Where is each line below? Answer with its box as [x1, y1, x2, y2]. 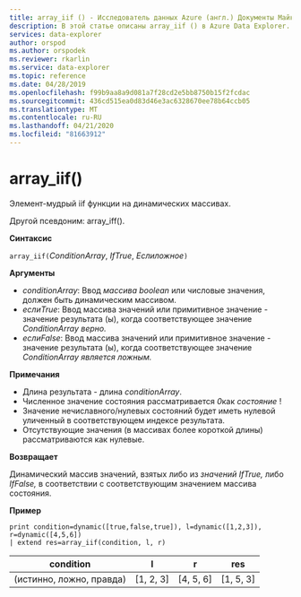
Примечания [9, 368, 60, 379]
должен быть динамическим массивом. [21, 294, 176, 305]
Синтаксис [9, 232, 52, 243]
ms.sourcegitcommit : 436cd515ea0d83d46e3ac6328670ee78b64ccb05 [9, 96, 251, 106]
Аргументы [9, 267, 56, 278]
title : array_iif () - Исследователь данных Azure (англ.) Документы [9, 13, 275, 22]
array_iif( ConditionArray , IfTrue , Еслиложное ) [9, 250, 188, 261]
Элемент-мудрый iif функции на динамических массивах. [9, 198, 231, 209]
